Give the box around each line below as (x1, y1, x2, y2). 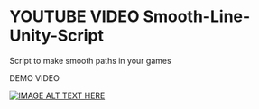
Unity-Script (9, 25, 105, 46)
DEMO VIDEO (9, 72, 60, 83)
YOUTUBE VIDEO (9, 6, 140, 27)
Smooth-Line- (143, 6, 251, 27)
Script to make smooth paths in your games (9, 55, 171, 66)
